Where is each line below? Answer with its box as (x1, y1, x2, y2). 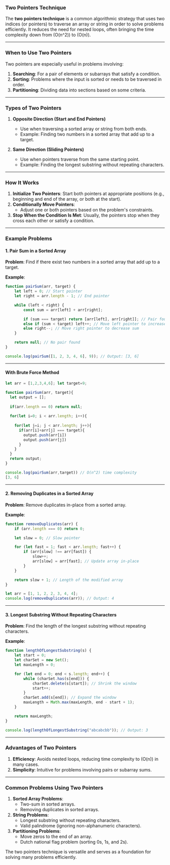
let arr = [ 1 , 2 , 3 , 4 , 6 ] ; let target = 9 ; (5, 381, 87, 386)
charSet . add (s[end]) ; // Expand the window (23, 695, 116, 700)
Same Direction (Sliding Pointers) (12, 146, 84, 152)
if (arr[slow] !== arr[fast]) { (23, 549, 92, 554)
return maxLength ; (14, 714, 53, 719)
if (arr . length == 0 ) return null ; (10, 404, 82, 409)
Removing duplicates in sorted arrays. (20, 807, 100, 813)
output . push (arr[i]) (23, 432, 67, 438)
